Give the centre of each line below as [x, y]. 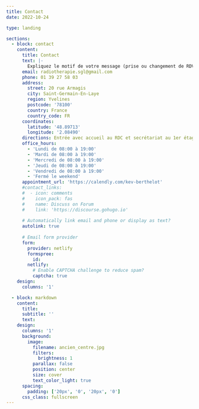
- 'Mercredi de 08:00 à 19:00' [66, 160]
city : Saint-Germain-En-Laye [63, 94]
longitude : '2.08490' [54, 132]
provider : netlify [50, 248]
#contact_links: [42, 188]
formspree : [41, 254]
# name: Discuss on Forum [58, 204]
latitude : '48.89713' [54, 127]
